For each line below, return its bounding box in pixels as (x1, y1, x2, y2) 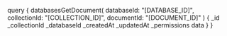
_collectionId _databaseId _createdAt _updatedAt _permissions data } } (7, 21, 214, 29)
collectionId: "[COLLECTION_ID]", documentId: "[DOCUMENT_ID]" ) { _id (7, 13, 220, 22)
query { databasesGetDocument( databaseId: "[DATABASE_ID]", (7, 6, 194, 14)
